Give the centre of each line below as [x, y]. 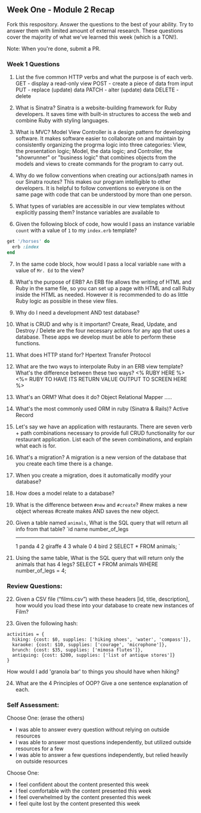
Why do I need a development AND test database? [77, 312]
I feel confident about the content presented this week [82, 785]
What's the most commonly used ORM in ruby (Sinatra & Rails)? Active [102, 409]
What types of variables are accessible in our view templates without [100, 206]
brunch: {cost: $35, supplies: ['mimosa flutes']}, [78, 650]
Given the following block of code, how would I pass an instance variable [105, 224]
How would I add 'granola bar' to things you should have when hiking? [93, 672]
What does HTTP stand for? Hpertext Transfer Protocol [83, 355]
